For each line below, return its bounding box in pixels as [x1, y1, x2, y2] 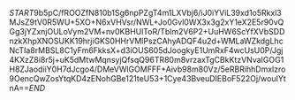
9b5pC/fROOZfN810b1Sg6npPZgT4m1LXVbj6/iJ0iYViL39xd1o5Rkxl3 [34, 8, 283, 18]
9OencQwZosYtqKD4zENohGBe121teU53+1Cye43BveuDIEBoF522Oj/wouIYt [9, 73, 287, 83]
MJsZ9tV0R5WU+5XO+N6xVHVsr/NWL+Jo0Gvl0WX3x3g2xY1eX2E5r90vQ [9, 17, 284, 27]
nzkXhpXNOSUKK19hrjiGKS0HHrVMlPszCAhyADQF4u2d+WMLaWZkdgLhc [9, 35, 284, 46]
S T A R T [9, 8, 34, 18]
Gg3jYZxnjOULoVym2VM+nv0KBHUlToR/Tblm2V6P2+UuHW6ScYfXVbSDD [9, 27, 285, 36]
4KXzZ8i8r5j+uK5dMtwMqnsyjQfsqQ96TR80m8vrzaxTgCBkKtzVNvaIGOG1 [9, 55, 284, 65]
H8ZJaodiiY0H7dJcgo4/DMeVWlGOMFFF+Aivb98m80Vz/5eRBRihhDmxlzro [9, 64, 286, 74]
